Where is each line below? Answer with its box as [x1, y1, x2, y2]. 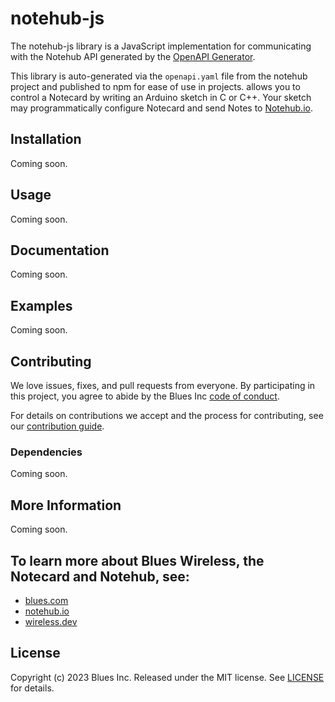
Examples [10, 297, 73, 314]
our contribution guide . [10, 420, 105, 432]
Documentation [10, 242, 110, 259]
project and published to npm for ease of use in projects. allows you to [10, 80, 301, 92]
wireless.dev [24, 615, 78, 627]
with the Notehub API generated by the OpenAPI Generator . [10, 50, 256, 62]
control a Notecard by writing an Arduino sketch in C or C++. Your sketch [10, 91, 312, 103]
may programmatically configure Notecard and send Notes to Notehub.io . [10, 102, 313, 114]
